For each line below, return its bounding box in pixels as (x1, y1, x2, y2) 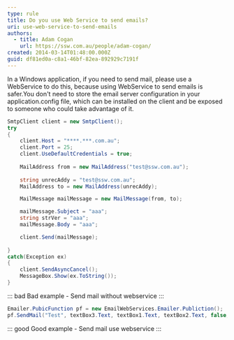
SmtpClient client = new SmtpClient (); (7, 118, 124, 125)
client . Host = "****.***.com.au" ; (20, 138, 120, 145)
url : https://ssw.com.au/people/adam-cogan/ (20, 43, 152, 50)
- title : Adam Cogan (13, 36, 73, 43)
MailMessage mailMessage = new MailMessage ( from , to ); (20, 195, 183, 202)
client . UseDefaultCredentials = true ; (20, 151, 133, 158)
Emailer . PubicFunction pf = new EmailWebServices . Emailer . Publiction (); (7, 305, 224, 312)
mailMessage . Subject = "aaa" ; (20, 208, 108, 215)
